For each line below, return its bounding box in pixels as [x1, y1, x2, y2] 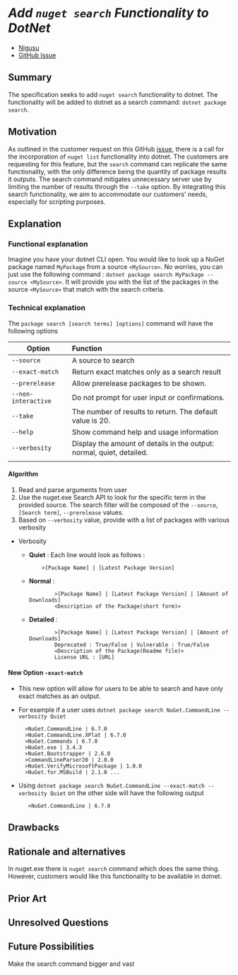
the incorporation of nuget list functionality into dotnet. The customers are [8, 152, 229, 161]
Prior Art [8, 892, 47, 904]
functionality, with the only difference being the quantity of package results [8, 167, 227, 176]
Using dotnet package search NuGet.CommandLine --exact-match [18, 781, 206, 789]
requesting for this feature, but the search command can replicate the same [8, 159, 227, 168]
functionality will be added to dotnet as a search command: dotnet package [8, 98, 227, 106]
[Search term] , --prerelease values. [18, 508, 124, 516]
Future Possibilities [8, 940, 95, 953]
